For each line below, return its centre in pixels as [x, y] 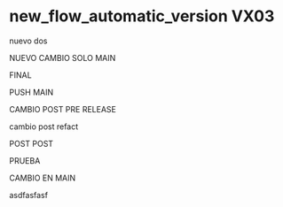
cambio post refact [44, 126]
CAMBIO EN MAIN [43, 178]
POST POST [31, 143]
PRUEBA [25, 160]
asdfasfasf [29, 195]
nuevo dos [28, 41]
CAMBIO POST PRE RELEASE [63, 109]
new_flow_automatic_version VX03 [142, 16]
